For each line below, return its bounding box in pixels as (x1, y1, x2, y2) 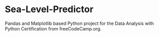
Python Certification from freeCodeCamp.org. (5, 25, 102, 31)
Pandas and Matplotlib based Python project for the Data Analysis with (5, 20, 154, 26)
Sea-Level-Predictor (5, 4, 94, 15)
